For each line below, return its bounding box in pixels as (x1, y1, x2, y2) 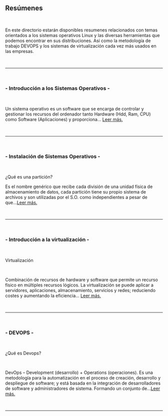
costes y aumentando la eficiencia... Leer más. (5, 292, 101, 298)
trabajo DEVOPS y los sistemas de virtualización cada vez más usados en (5, 42, 156, 49)
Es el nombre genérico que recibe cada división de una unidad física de (5, 183, 153, 189)
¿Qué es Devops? (5, 350, 41, 356)
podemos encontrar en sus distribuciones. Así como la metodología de (5, 37, 151, 43)
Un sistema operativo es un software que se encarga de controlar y (5, 106, 144, 112)
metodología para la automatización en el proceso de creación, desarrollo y (5, 375, 161, 380)
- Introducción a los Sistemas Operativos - (5, 84, 110, 91)
